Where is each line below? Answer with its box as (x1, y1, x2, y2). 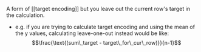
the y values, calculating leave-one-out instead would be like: (15, 30, 169, 37)
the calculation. (6, 11, 45, 19)
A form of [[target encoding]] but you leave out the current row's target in (6, 5, 190, 12)
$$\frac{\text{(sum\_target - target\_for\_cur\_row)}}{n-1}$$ (32, 39, 182, 46)
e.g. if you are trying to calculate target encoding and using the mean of (15, 24, 196, 30)
